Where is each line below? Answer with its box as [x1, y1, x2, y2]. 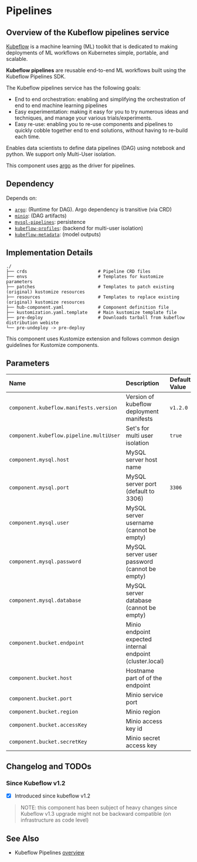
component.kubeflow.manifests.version [9, 404, 117, 411]
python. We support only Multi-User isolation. [6, 151, 116, 158]
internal [125, 643, 147, 651]
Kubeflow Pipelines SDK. [6, 73, 66, 80]
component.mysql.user [9, 520, 69, 526]
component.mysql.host [9, 456, 69, 464]
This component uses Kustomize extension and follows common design [6, 335, 180, 342]
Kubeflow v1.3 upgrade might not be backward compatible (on [20, 810, 171, 817]
